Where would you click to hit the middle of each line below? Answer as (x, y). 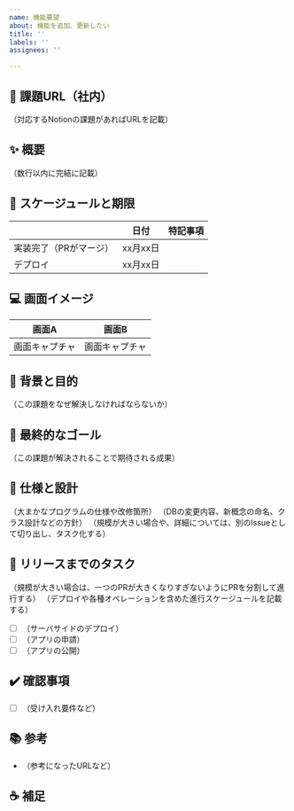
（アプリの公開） (53, 650)
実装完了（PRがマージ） (64, 247)
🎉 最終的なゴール (55, 435)
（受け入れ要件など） (61, 708)
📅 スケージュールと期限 (72, 203)
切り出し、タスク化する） (63, 534)
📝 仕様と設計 (43, 488)
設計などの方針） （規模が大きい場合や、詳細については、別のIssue (147, 522)
